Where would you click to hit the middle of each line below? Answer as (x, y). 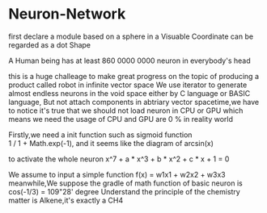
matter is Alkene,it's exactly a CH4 (66, 200)
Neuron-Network (67, 14)
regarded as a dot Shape (50, 44)
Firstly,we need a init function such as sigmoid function (100, 135)
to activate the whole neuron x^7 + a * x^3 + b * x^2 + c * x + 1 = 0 (119, 159)
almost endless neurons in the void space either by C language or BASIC (129, 93)
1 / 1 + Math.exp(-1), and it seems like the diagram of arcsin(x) (111, 143)
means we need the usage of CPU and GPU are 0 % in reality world (121, 119)
